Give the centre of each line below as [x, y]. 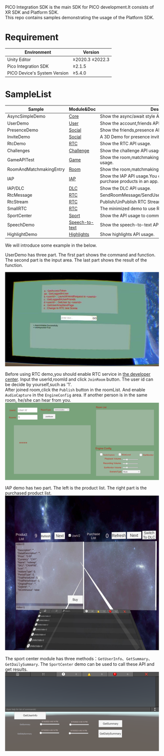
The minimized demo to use [128, 209]
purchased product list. [29, 493]
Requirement [32, 38]
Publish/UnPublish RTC [123, 202]
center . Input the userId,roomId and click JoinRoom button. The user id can [79, 379]
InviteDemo [19, 137]
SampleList [28, 94]
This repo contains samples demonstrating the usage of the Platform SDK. [80, 17]
